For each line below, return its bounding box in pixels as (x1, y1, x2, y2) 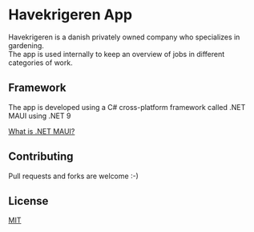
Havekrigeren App (8, 6, 133, 24)
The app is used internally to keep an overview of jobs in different (8, 49, 225, 59)
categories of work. (8, 58, 74, 67)
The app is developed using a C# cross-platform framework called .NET (8, 102, 246, 112)
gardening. (8, 40, 44, 50)
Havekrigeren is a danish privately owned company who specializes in (8, 32, 240, 42)
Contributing (8, 150, 74, 164)
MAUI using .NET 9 (8, 111, 71, 120)
